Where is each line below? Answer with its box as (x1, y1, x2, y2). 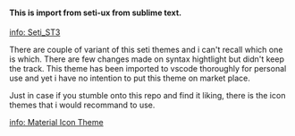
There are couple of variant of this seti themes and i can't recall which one (9, 45, 283, 55)
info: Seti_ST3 (9, 27, 61, 38)
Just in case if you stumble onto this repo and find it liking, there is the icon (9, 90, 286, 101)
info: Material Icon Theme (9, 117, 105, 128)
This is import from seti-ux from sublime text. (9, 7, 181, 18)
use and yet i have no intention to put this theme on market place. (9, 72, 250, 84)
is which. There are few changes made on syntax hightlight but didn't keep (9, 54, 284, 64)
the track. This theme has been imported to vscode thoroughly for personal (9, 64, 287, 74)
